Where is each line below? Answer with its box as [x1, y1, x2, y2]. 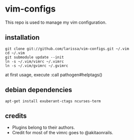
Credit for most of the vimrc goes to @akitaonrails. [12, 130, 113, 136]
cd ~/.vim [5, 50, 25, 55]
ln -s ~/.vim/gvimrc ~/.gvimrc [5, 63, 68, 68]
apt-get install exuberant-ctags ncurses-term [5, 98, 101, 104]
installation [5, 33, 40, 42]
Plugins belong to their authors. [12, 124, 75, 130]
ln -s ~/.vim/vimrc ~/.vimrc [5, 59, 64, 64]
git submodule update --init [5, 55, 64, 60]
